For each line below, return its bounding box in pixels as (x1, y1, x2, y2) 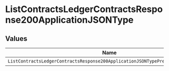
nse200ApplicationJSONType (5, 14, 134, 26)
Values (5, 34, 28, 43)
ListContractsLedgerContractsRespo (5, 4, 163, 15)
